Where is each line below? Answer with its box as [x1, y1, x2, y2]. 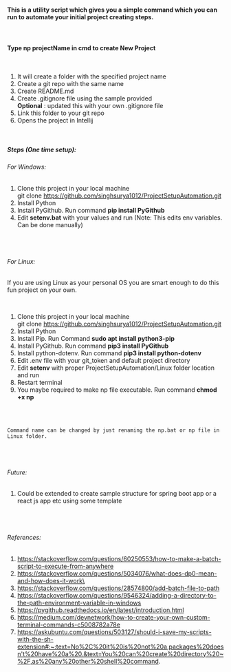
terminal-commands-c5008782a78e [16, 620, 120, 629]
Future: [7, 468, 27, 476]
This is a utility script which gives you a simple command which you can [7, 6, 218, 14]
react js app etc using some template [16, 496, 122, 505]
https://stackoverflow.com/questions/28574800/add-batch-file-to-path [16, 584, 220, 592]
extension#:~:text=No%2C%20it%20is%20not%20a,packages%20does [16, 642, 224, 651]
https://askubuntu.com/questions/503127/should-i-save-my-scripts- [16, 627, 212, 636]
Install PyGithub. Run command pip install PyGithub [16, 206, 165, 214]
